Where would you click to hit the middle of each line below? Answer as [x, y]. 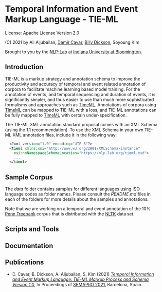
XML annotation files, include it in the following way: [65, 135]
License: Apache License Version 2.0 [42, 33]
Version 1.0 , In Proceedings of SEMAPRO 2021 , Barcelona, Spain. [77, 284]
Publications [25, 263]
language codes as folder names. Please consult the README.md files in [78, 194]
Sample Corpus [29, 177]
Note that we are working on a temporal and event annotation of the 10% [78, 209]
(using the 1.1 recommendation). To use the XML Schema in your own [74, 130]
